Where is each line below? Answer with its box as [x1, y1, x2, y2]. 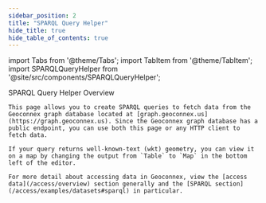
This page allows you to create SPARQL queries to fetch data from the [8, 103, 251, 111]
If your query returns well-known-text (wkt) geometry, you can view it [8, 145, 255, 154]
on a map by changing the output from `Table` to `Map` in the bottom [8, 152, 248, 160]
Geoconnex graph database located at [8, 111, 134, 119]
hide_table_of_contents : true [8, 33, 109, 42]
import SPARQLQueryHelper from [8, 64, 118, 74]
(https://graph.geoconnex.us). [8, 117, 112, 126]
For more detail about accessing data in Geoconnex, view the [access [8, 173, 248, 182]
